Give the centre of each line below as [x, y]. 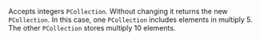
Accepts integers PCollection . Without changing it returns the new [118, 11]
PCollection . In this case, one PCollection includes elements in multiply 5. [131, 20]
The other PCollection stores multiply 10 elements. [92, 28]
